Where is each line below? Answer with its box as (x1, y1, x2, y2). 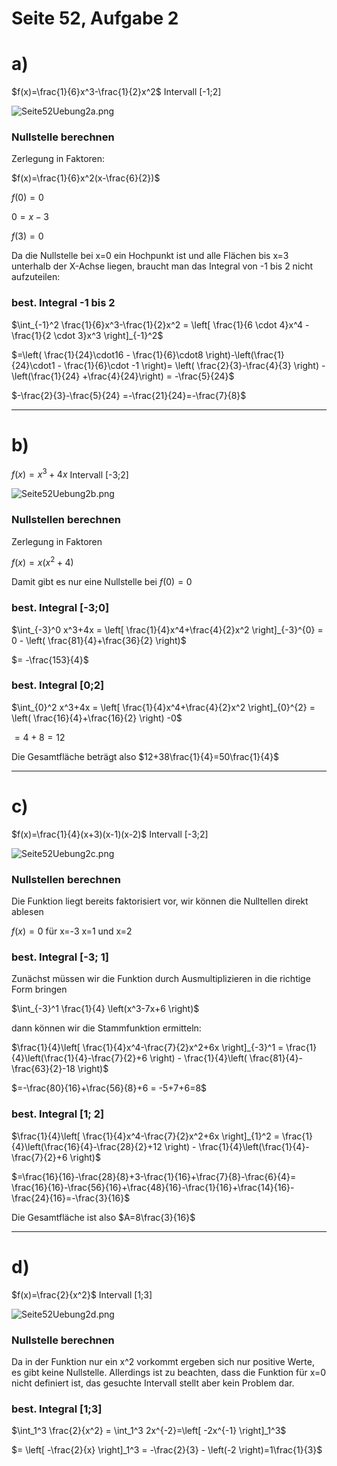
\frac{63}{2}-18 (11, 1063, 76, 1075)
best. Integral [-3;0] (11, 601, 110, 615)
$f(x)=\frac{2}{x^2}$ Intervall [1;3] (11, 1288, 153, 1301)
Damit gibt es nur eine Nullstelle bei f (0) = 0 (11, 576, 193, 588)
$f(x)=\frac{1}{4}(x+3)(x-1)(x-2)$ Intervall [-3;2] (11, 828, 209, 840)
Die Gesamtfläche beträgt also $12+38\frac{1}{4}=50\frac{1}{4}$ (11, 750, 280, 762)
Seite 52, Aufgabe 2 (11, 7, 179, 30)
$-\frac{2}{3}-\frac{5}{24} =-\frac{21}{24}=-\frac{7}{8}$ (11, 389, 247, 401)
